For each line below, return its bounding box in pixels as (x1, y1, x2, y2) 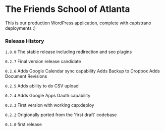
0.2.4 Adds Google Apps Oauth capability (5, 93, 91, 99)
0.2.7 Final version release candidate (5, 59, 81, 65)
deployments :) (5, 25, 36, 31)
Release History (5, 37, 45, 44)
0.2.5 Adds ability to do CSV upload (5, 83, 79, 89)
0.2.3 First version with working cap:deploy (5, 102, 94, 108)
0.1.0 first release (5, 122, 42, 128)
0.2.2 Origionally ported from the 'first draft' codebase (5, 112, 117, 118)
